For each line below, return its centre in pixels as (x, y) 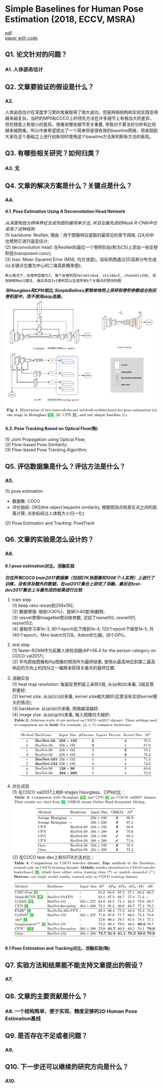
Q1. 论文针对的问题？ (36, 54)
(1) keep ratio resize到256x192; (43, 605)
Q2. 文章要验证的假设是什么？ (49, 87)
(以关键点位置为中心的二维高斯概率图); (43, 265)
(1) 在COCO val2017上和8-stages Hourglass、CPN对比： (69, 792)
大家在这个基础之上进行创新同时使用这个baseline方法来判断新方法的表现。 (79, 136)
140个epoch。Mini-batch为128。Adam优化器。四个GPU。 (70, 635)
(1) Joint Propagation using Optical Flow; (46, 439)
